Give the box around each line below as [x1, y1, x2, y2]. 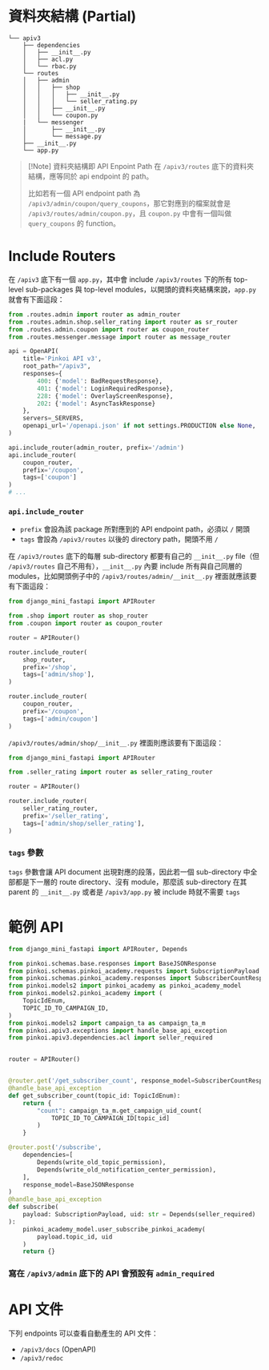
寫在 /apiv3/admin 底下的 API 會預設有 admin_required [8, 1268, 215, 1280]
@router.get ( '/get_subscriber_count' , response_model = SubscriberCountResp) [8, 1077, 267, 1085]
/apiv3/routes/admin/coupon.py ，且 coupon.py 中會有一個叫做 [27, 208, 232, 218]
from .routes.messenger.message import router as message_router [8, 333, 231, 341]
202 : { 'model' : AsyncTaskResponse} [37, 400, 156, 408]
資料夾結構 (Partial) [8, 7, 137, 26]
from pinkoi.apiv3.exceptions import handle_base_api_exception [8, 1026, 227, 1035]
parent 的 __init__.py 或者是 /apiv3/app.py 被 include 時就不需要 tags [8, 886, 240, 897]
